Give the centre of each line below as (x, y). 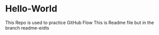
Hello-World (31, 9)
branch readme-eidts (27, 27)
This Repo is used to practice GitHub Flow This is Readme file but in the (80, 22)
